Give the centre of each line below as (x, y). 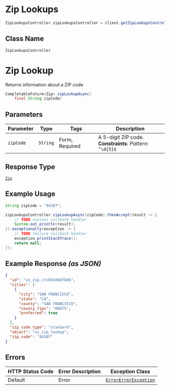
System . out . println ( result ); (45, 224)
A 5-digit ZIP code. (121, 137)
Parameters (24, 115)
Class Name (25, 39)
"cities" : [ (23, 285)
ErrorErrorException (130, 380)
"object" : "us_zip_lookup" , (39, 332)
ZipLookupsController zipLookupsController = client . (63, 23)
